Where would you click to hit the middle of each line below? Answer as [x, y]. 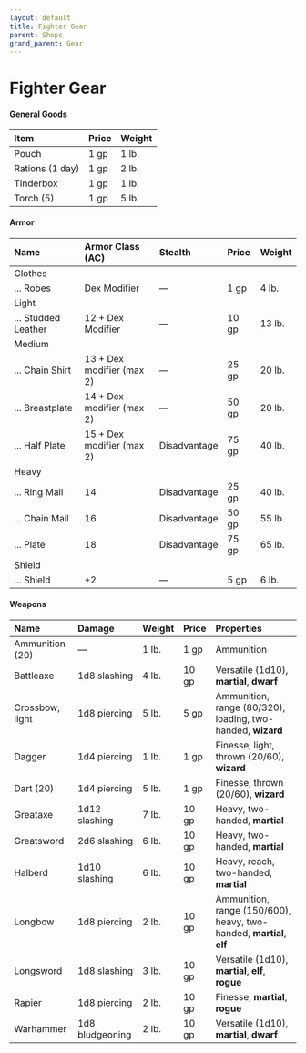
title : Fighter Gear [49, 26]
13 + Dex [104, 358]
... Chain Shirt [43, 370]
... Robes [33, 288]
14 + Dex [104, 396]
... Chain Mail [42, 518]
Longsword [38, 971]
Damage [96, 628]
